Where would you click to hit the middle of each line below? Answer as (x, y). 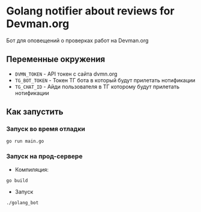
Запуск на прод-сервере (44, 156)
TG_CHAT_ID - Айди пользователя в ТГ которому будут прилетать (97, 86)
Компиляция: (32, 169)
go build (17, 180)
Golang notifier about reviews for (91, 11)
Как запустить (35, 112)
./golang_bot (22, 202)
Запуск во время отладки (46, 129)
